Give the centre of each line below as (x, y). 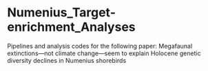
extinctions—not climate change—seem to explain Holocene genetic (104, 53)
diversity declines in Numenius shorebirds (67, 60)
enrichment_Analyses (71, 27)
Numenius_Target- (61, 13)
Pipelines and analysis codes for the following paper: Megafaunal (100, 46)
